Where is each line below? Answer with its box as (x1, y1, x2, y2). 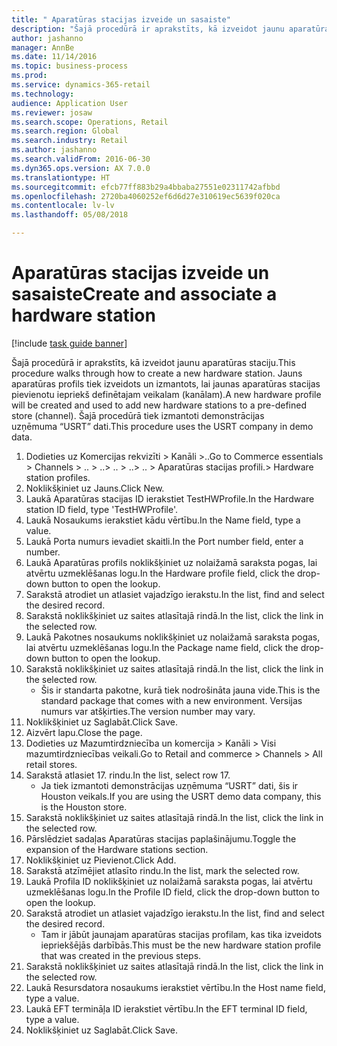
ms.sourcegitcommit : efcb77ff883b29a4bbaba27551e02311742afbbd (11, 182, 281, 192)
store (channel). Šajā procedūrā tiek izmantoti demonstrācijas (11, 409, 265, 421)
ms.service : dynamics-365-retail (11, 80, 151, 90)
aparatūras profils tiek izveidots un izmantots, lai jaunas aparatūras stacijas (11, 377, 321, 390)
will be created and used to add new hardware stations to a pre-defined (11, 399, 307, 411)
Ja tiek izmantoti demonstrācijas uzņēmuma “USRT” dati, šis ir (40, 779, 299, 791)
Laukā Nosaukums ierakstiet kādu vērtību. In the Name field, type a (25, 514, 301, 526)
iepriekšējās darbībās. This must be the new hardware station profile (40, 939, 322, 951)
